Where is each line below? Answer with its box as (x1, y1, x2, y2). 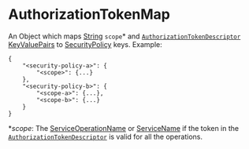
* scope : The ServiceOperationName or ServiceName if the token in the (8, 123, 239, 133)
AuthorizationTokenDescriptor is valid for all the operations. (8, 132, 203, 141)
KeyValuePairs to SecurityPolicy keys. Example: (8, 39, 163, 49)
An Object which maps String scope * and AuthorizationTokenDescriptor (8, 31, 241, 41)
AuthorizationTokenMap (8, 5, 171, 24)
